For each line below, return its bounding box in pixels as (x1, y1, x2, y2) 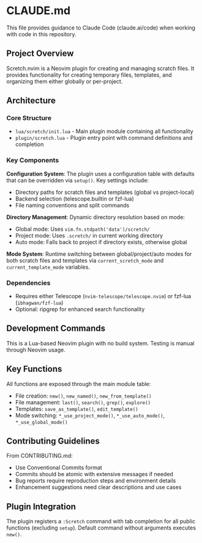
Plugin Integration (6, 501, 77, 512)
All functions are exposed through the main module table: (6, 380, 151, 387)
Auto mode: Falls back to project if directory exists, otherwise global (15, 238, 188, 245)
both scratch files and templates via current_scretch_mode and (6, 256, 164, 264)
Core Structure (6, 114, 52, 123)
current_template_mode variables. (6, 263, 91, 271)
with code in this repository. (6, 30, 77, 37)
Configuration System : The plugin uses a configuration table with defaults (6, 170, 195, 177)
